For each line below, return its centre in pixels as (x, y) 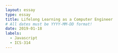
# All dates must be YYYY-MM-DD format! (49, 24)
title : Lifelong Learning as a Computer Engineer (59, 19)
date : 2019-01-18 (24, 29)
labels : (14, 33)
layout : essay (20, 10)
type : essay (18, 15)
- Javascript (24, 38)
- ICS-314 (20, 43)
